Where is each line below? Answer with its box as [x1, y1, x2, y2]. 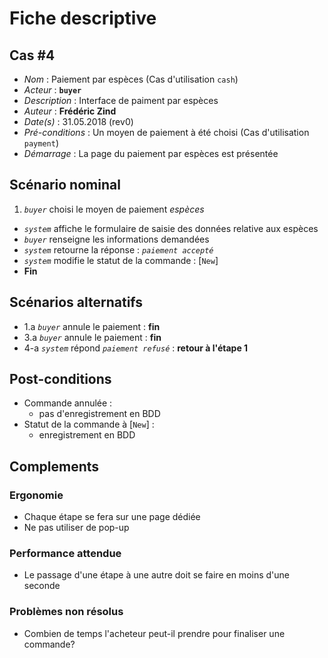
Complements [9, 458, 100, 475]
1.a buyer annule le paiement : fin [23, 320, 161, 332]
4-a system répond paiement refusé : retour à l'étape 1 [23, 342, 249, 354]
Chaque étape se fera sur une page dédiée [23, 511, 201, 523]
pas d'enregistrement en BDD [38, 408, 161, 420]
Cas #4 [9, 47, 56, 64]
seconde [23, 580, 61, 592]
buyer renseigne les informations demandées [23, 233, 210, 245]
